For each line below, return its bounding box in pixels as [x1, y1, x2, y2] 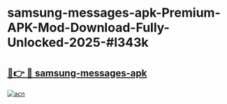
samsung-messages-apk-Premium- [7, 5, 221, 21]
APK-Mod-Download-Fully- [7, 20, 170, 36]
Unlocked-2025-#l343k [7, 35, 149, 50]
